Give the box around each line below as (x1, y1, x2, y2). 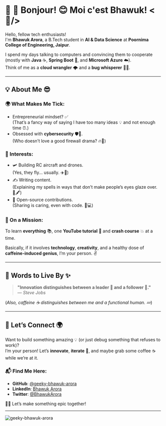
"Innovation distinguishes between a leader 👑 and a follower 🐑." (17, 284, 151, 290)
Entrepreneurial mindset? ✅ (12, 113, 69, 119)
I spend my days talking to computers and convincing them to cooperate (5, 52, 153, 57)
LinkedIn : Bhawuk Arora (12, 386, 62, 392)
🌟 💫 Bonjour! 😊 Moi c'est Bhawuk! (5, 4, 147, 16)
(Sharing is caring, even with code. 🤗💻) (12, 202, 94, 208)
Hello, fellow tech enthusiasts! (5, 31, 67, 37)
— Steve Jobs (17, 290, 46, 296)
